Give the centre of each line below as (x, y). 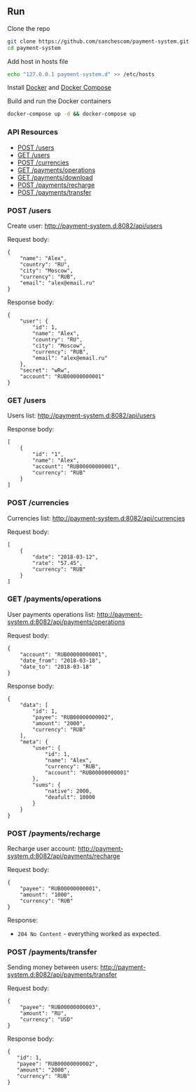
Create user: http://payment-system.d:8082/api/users (85, 226)
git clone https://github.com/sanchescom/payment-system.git (98, 41)
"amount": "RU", (44, 1014)
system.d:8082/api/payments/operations (66, 622)
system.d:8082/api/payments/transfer (62, 975)
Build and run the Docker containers (59, 101)
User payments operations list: (51, 614)
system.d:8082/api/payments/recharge (64, 856)
